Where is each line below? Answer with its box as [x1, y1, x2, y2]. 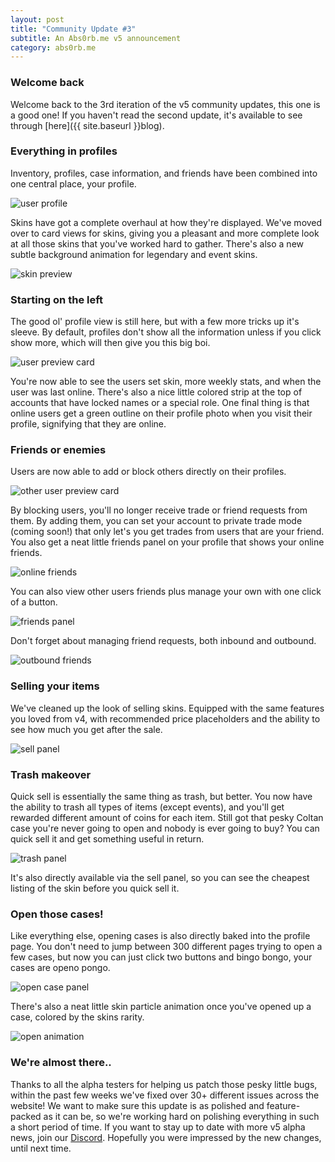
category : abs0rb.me [10, 42, 97, 53]
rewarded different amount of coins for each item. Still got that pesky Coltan [10, 812, 324, 824]
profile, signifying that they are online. [10, 418, 167, 430]
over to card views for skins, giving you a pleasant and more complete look [10, 227, 320, 239]
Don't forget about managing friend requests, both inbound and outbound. [10, 635, 317, 647]
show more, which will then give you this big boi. [10, 337, 211, 349]
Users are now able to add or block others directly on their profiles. [10, 466, 287, 478]
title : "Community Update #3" [10, 24, 137, 34]
